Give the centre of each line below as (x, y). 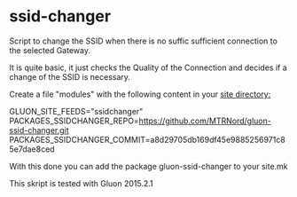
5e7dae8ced (32, 149)
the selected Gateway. (50, 50)
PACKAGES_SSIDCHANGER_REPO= (74, 121)
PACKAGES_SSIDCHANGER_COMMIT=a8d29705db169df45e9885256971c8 (147, 139)
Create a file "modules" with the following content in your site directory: (140, 94)
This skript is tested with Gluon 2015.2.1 (81, 183)
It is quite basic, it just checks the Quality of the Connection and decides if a (148, 67)
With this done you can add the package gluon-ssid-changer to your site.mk (148, 166)
